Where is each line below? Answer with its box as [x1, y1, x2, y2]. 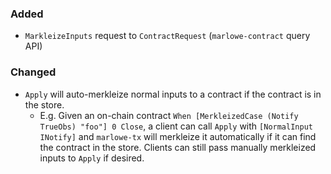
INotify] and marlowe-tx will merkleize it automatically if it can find [39, 130, 317, 142]
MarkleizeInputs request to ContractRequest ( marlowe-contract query [24, 30, 311, 42]
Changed [10, 65, 57, 79]
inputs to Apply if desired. [39, 152, 145, 164]
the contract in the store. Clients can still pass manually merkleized [39, 141, 317, 153]
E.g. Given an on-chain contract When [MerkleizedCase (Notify [39, 109, 299, 121]
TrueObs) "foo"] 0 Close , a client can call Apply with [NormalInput [39, 120, 313, 132]
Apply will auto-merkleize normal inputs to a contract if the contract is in [24, 88, 322, 100]
